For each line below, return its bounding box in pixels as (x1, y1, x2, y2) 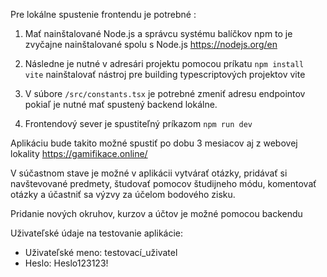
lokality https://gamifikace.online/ (10, 148, 148, 159)
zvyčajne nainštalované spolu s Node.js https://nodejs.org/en (24, 39, 278, 50)
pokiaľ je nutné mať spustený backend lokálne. (24, 99, 218, 110)
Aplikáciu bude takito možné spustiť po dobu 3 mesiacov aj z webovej (10, 137, 298, 149)
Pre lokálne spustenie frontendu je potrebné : (10, 9, 197, 20)
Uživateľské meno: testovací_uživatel (24, 247, 178, 258)
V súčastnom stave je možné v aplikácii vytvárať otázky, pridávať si (10, 167, 288, 179)
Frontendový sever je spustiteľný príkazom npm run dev (24, 118, 253, 129)
